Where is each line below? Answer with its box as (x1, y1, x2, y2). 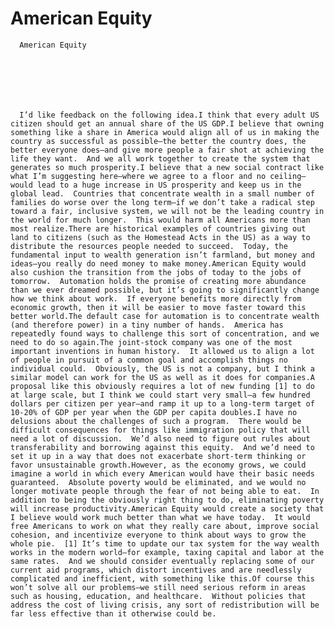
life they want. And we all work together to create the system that (10, 153, 311, 164)
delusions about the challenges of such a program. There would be (10, 416, 302, 426)
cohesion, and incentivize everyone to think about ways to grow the (10, 530, 307, 540)
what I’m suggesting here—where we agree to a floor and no (10, 171, 267, 181)
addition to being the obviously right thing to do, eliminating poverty (10, 495, 325, 505)
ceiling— (269, 171, 307, 181)
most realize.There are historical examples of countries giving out (10, 223, 307, 234)
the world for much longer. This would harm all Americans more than (10, 215, 311, 225)
